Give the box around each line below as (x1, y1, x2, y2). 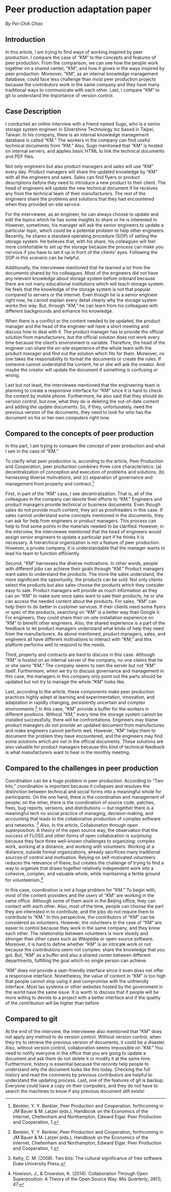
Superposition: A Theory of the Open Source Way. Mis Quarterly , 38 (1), (12, 1176, 162, 1182)
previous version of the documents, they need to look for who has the (5, 409, 152, 415)
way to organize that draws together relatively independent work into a (5, 865, 154, 872)
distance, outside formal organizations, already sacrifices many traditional (5, 849, 160, 855)
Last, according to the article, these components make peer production (5, 689, 155, 695)
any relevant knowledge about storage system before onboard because (5, 275, 155, 282)
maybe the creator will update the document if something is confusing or (5, 366, 158, 372)
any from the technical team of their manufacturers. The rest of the (5, 190, 146, 196)
